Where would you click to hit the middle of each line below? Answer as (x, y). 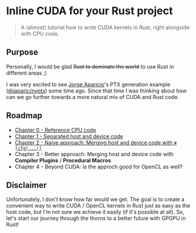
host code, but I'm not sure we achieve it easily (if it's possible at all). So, (95, 212)
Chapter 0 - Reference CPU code (55, 130)
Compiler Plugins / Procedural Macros (63, 160)
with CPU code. (40, 33)
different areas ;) (27, 73)
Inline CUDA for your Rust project (90, 11)
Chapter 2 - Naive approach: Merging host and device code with (94, 142)
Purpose (22, 52)
